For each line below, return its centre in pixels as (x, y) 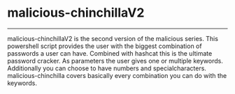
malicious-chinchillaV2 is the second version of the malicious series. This (113, 38)
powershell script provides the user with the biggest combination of (105, 46)
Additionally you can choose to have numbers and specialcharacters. (107, 68)
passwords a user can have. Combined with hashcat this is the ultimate (110, 53)
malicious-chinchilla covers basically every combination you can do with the (117, 75)
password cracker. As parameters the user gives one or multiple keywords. (115, 61)
